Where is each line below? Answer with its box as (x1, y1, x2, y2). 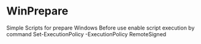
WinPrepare (6, 4, 69, 18)
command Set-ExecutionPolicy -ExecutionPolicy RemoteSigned (6, 30, 167, 37)
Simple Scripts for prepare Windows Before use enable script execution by (6, 24, 195, 31)
